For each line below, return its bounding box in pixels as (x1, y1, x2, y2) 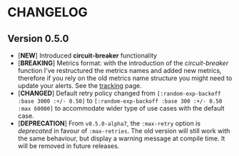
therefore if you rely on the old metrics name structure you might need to (17, 74, 233, 82)
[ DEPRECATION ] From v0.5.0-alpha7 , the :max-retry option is (17, 119, 201, 128)
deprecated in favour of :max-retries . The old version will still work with (17, 127, 230, 135)
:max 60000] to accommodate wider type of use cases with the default (17, 104, 225, 112)
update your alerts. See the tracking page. (17, 82, 142, 89)
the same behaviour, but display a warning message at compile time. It (17, 134, 225, 143)
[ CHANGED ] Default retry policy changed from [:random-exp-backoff (17, 89, 221, 97)
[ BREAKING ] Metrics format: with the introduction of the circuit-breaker (17, 59, 229, 67)
